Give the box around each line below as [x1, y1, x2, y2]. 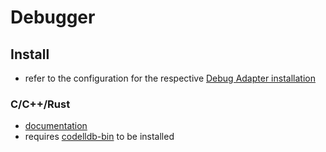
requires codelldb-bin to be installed [24, 131, 175, 143]
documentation [24, 120, 88, 132]
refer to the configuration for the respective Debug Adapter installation [24, 72, 316, 84]
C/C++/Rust [10, 97, 71, 111]
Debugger [10, 6, 96, 29]
